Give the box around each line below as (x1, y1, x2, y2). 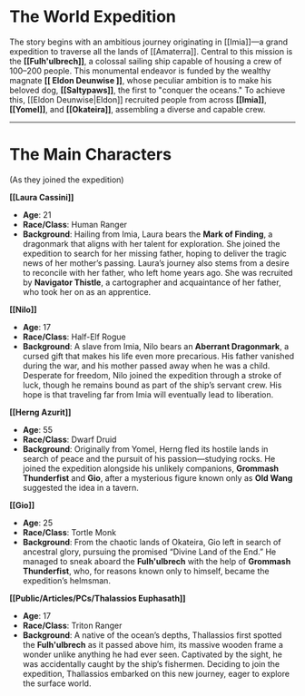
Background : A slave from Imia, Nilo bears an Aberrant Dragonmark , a (22, 340, 290, 351)
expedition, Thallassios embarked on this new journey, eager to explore (22, 668, 290, 679)
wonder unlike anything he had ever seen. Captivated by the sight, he (22, 649, 283, 660)
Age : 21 (22, 209, 52, 220)
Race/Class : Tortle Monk (22, 526, 116, 537)
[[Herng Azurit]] (9, 407, 72, 417)
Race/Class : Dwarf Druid (22, 434, 117, 445)
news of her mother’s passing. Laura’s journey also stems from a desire (22, 257, 290, 269)
